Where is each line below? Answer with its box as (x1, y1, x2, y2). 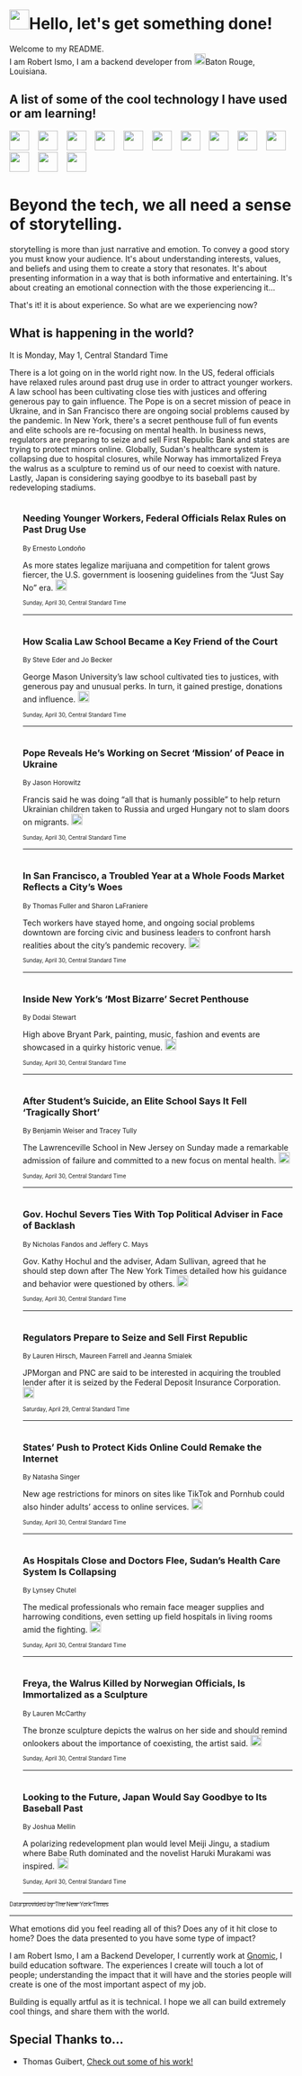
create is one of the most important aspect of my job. (9, 1979, 207, 1990)
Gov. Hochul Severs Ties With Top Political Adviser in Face (22, 1208, 284, 1221)
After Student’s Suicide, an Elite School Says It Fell (22, 1095, 247, 1107)
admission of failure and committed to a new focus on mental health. (22, 1155, 277, 1166)
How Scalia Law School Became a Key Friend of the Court (22, 635, 279, 648)
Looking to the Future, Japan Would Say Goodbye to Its (22, 1790, 268, 1803)
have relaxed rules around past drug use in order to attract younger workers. (9, 377, 293, 387)
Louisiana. (9, 66, 48, 77)
